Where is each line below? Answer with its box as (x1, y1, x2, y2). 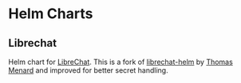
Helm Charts (8, 5, 93, 23)
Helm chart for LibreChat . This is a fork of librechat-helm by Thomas (8, 57, 233, 66)
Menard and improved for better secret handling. (8, 66, 169, 75)
